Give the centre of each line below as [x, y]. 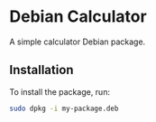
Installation [41, 70]
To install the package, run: [60, 91]
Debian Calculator [78, 17]
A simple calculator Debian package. [78, 42]
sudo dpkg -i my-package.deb [64, 108]
